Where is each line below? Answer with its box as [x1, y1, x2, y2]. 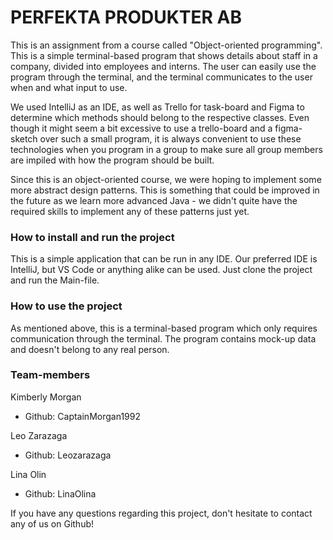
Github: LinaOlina [24, 487, 97, 500]
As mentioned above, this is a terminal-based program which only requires [10, 322, 318, 334]
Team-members [10, 368, 91, 382]
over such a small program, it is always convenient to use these [39, 132, 302, 145]
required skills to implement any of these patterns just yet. [10, 205, 250, 217]
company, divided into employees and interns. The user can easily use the [10, 60, 317, 72]
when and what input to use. [10, 81, 128, 93]
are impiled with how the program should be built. [10, 154, 215, 166]
